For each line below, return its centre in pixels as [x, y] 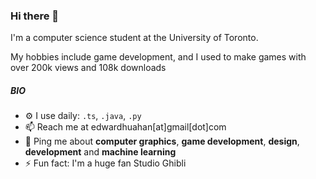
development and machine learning [100, 152]
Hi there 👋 [35, 16]
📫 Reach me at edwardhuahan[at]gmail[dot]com [125, 127]
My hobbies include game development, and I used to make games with [158, 57]
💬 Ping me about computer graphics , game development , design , [162, 141]
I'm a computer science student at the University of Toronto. [134, 38]
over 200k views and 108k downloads [88, 68]
